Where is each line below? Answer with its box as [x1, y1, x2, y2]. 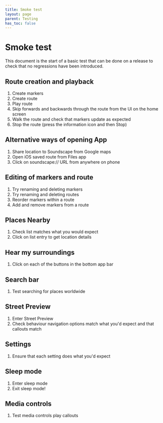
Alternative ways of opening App [5, 135, 107, 144]
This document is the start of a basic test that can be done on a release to [5, 58, 153, 64]
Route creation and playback [5, 77, 94, 86]
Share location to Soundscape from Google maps [12, 149, 111, 155]
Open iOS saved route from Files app [12, 154, 87, 159]
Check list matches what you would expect [12, 229, 99, 235]
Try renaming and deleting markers [12, 186, 83, 192]
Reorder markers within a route [12, 197, 74, 202]
